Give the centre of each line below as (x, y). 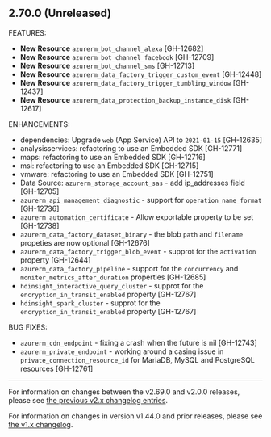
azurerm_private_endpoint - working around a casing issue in (122, 351)
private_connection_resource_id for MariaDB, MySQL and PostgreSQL (138, 359)
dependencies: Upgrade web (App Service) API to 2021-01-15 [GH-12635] (141, 140)
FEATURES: (27, 32)
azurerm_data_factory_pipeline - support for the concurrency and (129, 268)
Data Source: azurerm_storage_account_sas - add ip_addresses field (133, 183)
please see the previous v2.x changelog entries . (88, 400)
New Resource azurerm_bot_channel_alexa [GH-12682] (112, 48)
